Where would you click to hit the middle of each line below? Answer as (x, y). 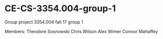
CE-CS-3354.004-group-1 (60, 9)
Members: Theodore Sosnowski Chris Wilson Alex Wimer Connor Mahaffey (81, 31)
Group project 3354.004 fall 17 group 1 (44, 22)
